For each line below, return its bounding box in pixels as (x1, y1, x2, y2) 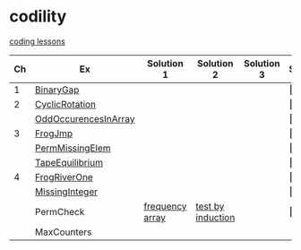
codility (9, 6, 67, 27)
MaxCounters (34, 226, 92, 238)
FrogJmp (34, 127, 73, 140)
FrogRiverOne (34, 170, 94, 183)
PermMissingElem (34, 142, 111, 154)
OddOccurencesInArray (34, 112, 135, 125)
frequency (142, 200, 187, 212)
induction (195, 211, 236, 223)
